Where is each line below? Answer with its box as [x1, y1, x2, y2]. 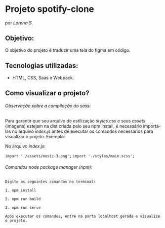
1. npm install [5, 188, 37, 193]
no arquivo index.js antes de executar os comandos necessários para [12, 128, 153, 134]
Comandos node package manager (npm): [5, 164, 92, 170]
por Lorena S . [5, 20, 33, 26]
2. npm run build [5, 196, 41, 202]
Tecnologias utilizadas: [5, 62, 78, 70]
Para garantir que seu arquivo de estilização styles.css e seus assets [5, 118, 146, 124]
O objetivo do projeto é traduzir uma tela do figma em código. [5, 47, 131, 53]
